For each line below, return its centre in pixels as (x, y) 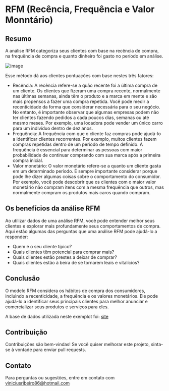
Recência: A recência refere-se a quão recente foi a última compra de (85, 85)
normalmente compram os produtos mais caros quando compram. (81, 192)
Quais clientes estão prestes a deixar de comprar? (65, 257)
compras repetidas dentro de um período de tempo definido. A (78, 144)
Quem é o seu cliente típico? (42, 246)
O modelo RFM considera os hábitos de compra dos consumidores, (75, 291)
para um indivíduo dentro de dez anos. (53, 128)
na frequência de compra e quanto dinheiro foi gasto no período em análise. (84, 56)
